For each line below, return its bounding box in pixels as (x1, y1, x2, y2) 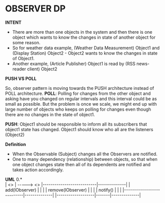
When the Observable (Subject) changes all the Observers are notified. (12, 151, 158, 157)
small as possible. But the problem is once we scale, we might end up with (5, 101, 157, 107)
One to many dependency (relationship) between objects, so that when (12, 156, 158, 162)
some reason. (12, 39, 41, 45)
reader (12, 66, 26, 72)
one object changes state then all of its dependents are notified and (12, 161, 151, 167)
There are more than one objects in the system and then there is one (12, 29, 153, 35)
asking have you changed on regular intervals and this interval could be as (5, 95, 157, 102)
